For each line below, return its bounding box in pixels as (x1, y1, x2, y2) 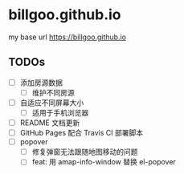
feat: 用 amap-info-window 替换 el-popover (31, 157, 177, 167)
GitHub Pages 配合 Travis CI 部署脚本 (19, 128, 143, 138)
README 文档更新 (19, 118, 80, 127)
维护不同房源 (31, 87, 75, 97)
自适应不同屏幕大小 (19, 98, 84, 107)
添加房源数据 (19, 78, 63, 87)
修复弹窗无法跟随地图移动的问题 (31, 147, 138, 157)
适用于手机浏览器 (31, 107, 89, 117)
